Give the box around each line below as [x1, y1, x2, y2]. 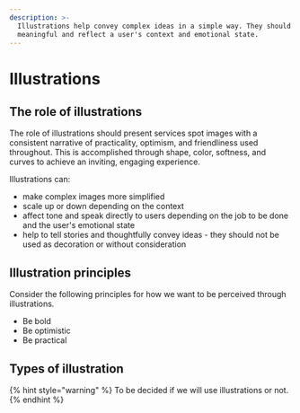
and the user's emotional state [22, 220, 136, 231]
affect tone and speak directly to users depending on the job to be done [22, 210, 289, 221]
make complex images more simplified [22, 191, 165, 202]
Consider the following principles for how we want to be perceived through [9, 289, 287, 300]
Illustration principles [9, 265, 132, 280]
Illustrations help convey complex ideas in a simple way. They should [17, 22, 292, 31]
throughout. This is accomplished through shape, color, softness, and [9, 147, 267, 158]
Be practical [22, 335, 67, 346]
